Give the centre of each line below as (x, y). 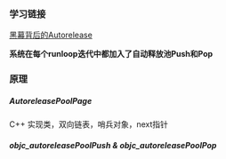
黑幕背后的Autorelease (51, 35)
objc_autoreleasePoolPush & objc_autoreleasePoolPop (113, 145)
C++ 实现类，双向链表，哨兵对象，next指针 (89, 124)
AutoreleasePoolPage (51, 100)
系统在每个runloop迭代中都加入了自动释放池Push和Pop (111, 54)
